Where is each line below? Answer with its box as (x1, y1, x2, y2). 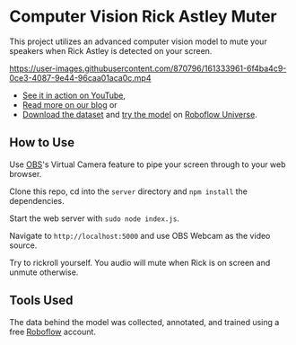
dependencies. (9, 195, 65, 206)
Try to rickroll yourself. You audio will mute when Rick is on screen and (9, 257, 271, 268)
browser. (9, 168, 42, 179)
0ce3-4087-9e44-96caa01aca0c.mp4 (9, 72, 152, 83)
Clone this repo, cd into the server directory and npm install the (9, 186, 248, 197)
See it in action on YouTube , (22, 90, 126, 101)
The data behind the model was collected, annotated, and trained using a (9, 316, 280, 327)
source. (9, 240, 38, 251)
